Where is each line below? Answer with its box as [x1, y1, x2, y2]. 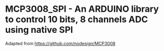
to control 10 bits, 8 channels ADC [5, 14, 148, 25]
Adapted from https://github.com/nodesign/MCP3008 [5, 40, 116, 46]
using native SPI [5, 25, 73, 35]
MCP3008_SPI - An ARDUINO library [5, 3, 159, 15]
